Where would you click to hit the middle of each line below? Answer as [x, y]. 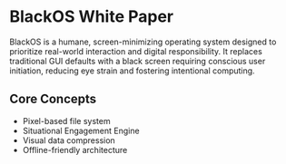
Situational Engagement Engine [81, 130]
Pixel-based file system [66, 121]
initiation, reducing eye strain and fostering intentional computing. [133, 71]
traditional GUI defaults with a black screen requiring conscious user [138, 61]
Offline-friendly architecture [75, 150]
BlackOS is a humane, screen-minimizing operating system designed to [143, 42]
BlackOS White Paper [92, 17]
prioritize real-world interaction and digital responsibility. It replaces [136, 51]
